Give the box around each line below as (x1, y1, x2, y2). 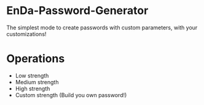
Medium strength (15, 78, 59, 85)
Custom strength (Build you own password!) (15, 91, 127, 98)
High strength (15, 85, 50, 92)
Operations (6, 52, 65, 66)
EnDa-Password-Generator (6, 4, 149, 18)
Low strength (15, 71, 49, 79)
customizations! (6, 30, 47, 37)
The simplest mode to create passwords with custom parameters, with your (6, 24, 198, 31)
